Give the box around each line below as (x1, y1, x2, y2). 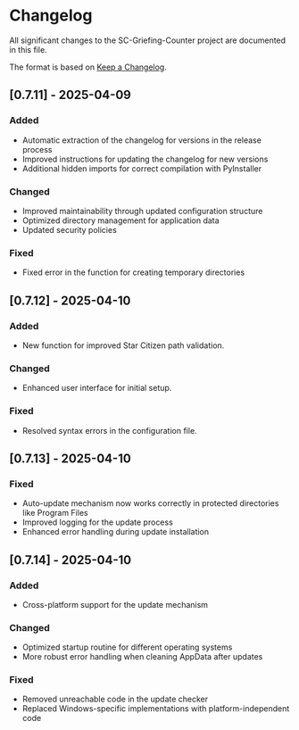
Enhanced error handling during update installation (21, 527, 210, 537)
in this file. (9, 44, 47, 54)
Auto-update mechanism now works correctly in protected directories (21, 498, 279, 509)
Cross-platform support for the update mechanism (21, 599, 208, 610)
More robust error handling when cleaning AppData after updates (21, 651, 263, 662)
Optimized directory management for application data (21, 215, 220, 226)
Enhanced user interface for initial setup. (21, 383, 172, 394)
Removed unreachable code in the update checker (21, 693, 209, 705)
